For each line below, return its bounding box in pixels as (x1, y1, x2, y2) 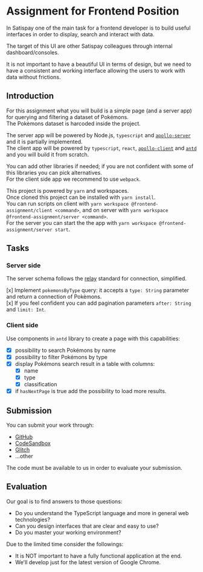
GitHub (14, 433, 33, 440)
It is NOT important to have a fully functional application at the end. (14, 552, 182, 559)
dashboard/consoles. (6, 48, 59, 56)
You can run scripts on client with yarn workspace (6, 200, 129, 207)
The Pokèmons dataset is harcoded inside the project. (6, 120, 141, 127)
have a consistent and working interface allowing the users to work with (6, 67, 185, 74)
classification (24, 381, 57, 388)
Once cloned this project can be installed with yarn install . (6, 193, 156, 201)
